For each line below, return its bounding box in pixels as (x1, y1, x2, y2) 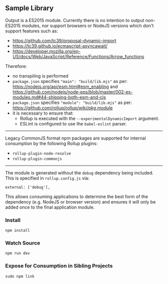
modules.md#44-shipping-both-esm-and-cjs (12, 94, 106, 100)
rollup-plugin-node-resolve (12, 151, 71, 156)
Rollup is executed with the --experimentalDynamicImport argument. (19, 115, 159, 121)
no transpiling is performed (12, 72, 68, 79)
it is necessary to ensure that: (12, 110, 74, 116)
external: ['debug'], (5, 184, 50, 189)
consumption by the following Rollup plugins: (5, 140, 98, 146)
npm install (5, 228, 30, 233)
